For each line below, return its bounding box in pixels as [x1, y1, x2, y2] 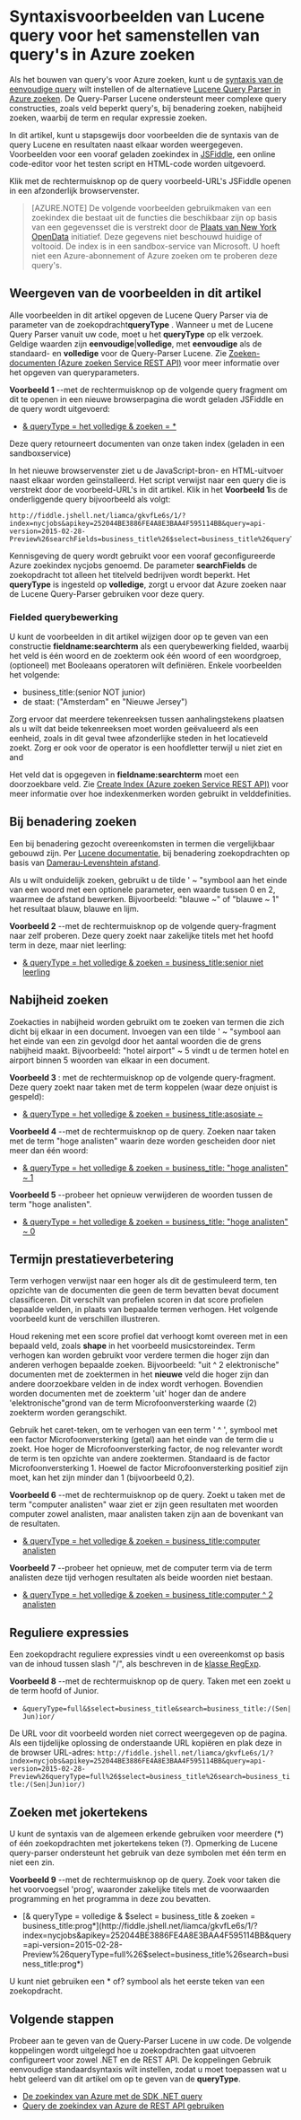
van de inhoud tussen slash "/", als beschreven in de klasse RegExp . [9, 1659, 262, 1669]
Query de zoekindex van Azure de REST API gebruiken [21, 2100, 225, 2111]
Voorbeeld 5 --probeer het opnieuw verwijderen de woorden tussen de [9, 1189, 273, 1200]
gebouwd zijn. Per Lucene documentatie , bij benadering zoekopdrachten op [9, 847, 290, 858]
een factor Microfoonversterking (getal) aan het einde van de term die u [9, 1434, 275, 1445]
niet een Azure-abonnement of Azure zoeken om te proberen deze [30, 250, 278, 261]
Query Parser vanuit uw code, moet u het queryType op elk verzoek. [9, 329, 264, 339]
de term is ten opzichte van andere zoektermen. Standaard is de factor [9, 1453, 271, 1464]
